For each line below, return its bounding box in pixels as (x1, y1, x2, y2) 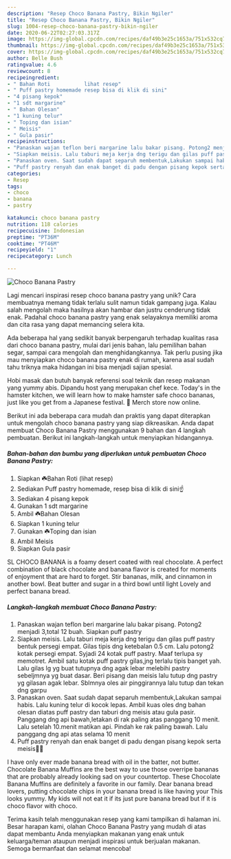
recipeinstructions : (7, 138, 67, 145)
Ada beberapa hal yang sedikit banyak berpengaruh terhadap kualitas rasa (7, 334, 219, 341)
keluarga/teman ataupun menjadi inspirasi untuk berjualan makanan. (7, 837, 201, 845)
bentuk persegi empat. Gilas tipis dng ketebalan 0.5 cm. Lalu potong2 (16, 641, 214, 650)
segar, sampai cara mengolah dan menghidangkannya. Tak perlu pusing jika (7, 348, 223, 357)
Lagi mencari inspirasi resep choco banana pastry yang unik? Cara (7, 291, 197, 299)
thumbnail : (7, 42, 38, 49)
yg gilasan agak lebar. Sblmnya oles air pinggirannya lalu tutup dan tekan (16, 679, 224, 687)
